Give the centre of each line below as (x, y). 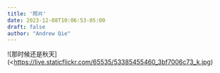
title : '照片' (27, 14)
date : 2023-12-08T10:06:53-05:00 (56, 20)
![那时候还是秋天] (32, 54)
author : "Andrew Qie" (39, 33)
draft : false (26, 27)
